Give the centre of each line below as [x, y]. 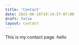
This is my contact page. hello [36, 37]
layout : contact [22, 23]
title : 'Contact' [23, 10]
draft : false [19, 19]
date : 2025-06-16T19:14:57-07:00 [40, 14]
